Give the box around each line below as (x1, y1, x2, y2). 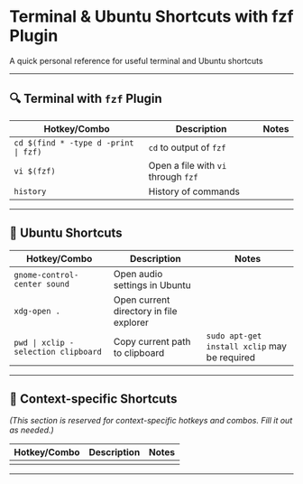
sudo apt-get (206, 330, 262, 340)
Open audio (113, 267, 163, 280)
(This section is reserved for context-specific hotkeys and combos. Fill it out (9, 415, 293, 426)
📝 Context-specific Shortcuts (9, 391, 178, 406)
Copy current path (113, 335, 191, 348)
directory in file (113, 304, 178, 317)
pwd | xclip (14, 337, 66, 348)
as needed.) (9, 424, 54, 435)
